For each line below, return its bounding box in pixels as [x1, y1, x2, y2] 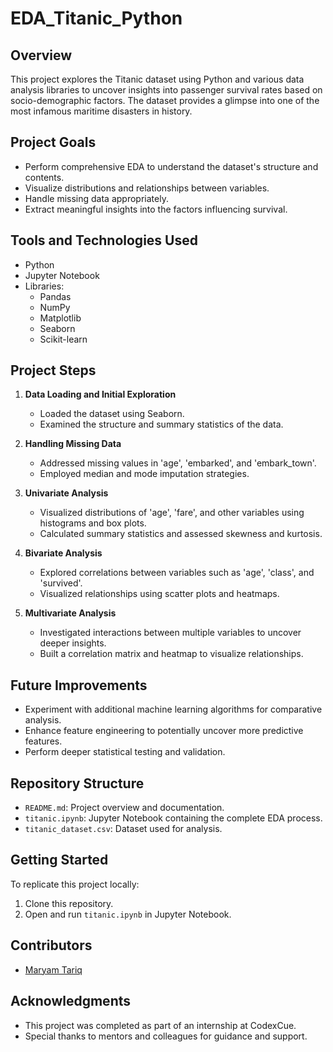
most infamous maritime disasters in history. [10, 105, 193, 117]
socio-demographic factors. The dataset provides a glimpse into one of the [10, 95, 320, 106]
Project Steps [10, 362, 97, 379]
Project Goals [10, 134, 97, 151]
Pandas [39, 290, 72, 302]
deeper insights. [39, 637, 107, 649]
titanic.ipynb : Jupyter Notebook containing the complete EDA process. [24, 812, 323, 824]
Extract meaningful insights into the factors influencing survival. [24, 203, 288, 215]
